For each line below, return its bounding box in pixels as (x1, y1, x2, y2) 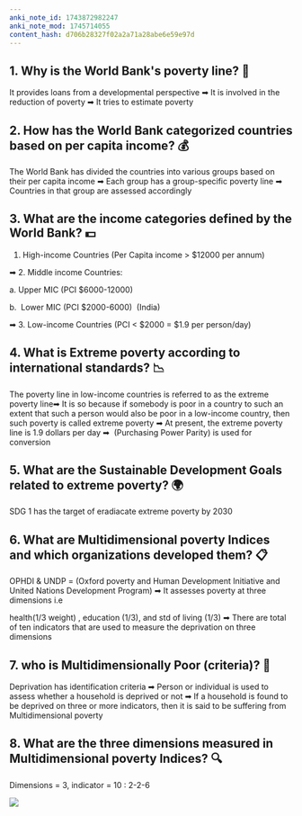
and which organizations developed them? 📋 (9, 547, 268, 562)
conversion (9, 436, 51, 447)
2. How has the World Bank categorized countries (9, 122, 293, 138)
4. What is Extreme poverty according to (9, 345, 241, 361)
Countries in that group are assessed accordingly (9, 185, 192, 196)
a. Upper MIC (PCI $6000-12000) (9, 284, 133, 295)
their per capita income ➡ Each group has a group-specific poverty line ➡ (9, 176, 283, 186)
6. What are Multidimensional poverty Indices (9, 532, 271, 547)
